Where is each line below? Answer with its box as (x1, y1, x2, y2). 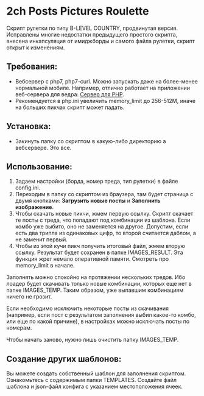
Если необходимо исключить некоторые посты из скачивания (6, 305, 169, 312)
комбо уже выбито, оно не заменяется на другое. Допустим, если (15, 223, 189, 230)
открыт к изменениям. (6, 44, 65, 51)
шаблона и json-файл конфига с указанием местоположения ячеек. (6, 383, 183, 391)
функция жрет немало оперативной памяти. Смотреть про (15, 255, 169, 263)
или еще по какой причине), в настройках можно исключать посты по (6, 318, 190, 325)
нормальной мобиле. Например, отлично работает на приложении (15, 84, 191, 91)
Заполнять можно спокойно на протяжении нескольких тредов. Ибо (6, 274, 186, 281)
